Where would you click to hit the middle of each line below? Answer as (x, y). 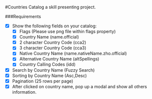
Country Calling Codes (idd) (47, 64)
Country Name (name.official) (49, 37)
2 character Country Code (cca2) (53, 42)
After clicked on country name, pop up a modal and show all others (79, 86)
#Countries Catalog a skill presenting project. (50, 7)
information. (24, 92)
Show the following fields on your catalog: (54, 26)
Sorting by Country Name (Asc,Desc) (49, 76)
